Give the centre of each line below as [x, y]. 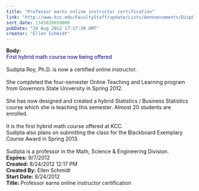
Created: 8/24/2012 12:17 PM [42, 164]
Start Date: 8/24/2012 [33, 177]
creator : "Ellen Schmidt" [38, 34]
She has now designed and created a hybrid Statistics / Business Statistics [97, 101]
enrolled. [17, 114]
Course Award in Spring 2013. [42, 139]
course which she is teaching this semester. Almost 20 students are [89, 107]
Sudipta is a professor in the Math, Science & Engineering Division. [87, 151]
